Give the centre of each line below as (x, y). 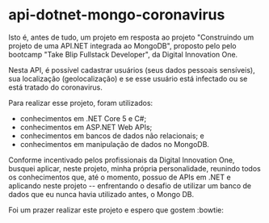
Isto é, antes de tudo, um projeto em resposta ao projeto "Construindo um (131, 37)
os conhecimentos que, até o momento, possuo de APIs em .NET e (120, 177)
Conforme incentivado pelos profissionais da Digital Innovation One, (122, 160)
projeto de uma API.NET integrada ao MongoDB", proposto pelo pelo (122, 45)
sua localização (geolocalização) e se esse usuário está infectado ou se (128, 78)
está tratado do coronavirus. (56, 87)
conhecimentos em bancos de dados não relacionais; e (112, 136)
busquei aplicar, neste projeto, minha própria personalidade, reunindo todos (134, 168)
